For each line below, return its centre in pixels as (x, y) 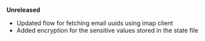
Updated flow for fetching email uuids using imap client (95, 23)
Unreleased (23, 10)
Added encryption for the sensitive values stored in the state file (107, 30)
